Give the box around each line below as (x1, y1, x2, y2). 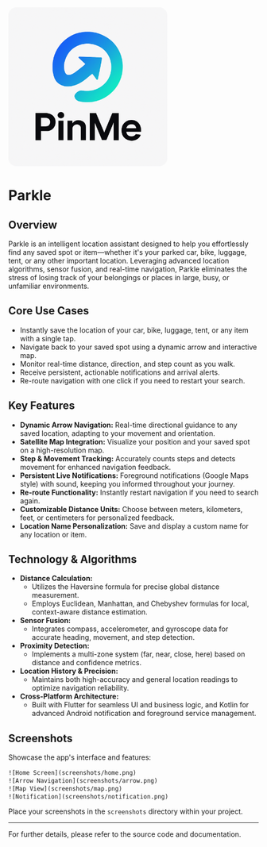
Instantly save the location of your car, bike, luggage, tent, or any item (19, 325, 249, 335)
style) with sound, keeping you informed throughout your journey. (19, 479, 235, 488)
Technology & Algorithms (8, 552, 137, 566)
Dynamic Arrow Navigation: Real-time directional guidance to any (19, 420, 238, 429)
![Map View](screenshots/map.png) (8, 785, 123, 793)
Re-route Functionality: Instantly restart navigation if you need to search (19, 487, 259, 497)
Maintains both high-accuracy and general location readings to (31, 675, 238, 684)
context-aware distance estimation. (31, 607, 149, 617)
